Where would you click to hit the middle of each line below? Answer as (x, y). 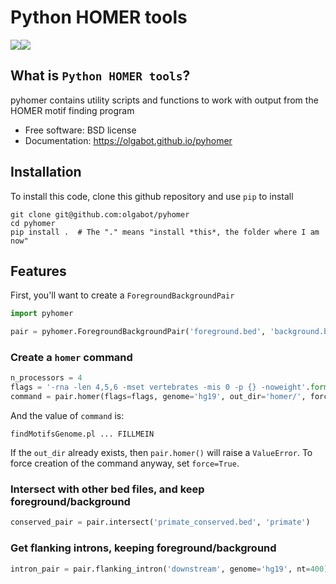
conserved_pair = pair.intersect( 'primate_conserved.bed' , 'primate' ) (160, 522)
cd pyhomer (33, 223)
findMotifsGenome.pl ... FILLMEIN (82, 434)
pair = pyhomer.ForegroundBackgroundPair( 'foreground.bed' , (138, 332)
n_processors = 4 (46, 378)
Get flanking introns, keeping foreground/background (143, 548)
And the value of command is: (67, 416)
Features (38, 271)
